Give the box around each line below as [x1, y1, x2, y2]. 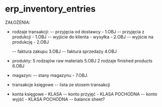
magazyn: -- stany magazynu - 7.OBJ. [12, 72, 89, 78]
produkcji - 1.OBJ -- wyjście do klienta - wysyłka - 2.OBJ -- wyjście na [12, 34, 154, 40]
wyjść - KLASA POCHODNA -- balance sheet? [12, 96, 105, 102]
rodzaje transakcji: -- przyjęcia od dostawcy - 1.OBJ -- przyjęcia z [12, 29, 144, 34]
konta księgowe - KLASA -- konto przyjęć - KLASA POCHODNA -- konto [12, 91, 158, 97]
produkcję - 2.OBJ [12, 39, 49, 45]
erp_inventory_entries [5, 3, 96, 15]
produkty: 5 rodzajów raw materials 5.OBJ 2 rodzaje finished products [12, 58, 153, 63]
